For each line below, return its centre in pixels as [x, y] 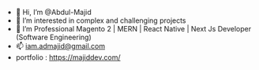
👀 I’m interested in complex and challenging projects [101, 20]
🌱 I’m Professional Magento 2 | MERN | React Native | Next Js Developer [133, 29]
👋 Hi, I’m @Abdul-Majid [54, 12]
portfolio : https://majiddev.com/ [68, 57]
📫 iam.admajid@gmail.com [60, 46]
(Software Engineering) [54, 37]
